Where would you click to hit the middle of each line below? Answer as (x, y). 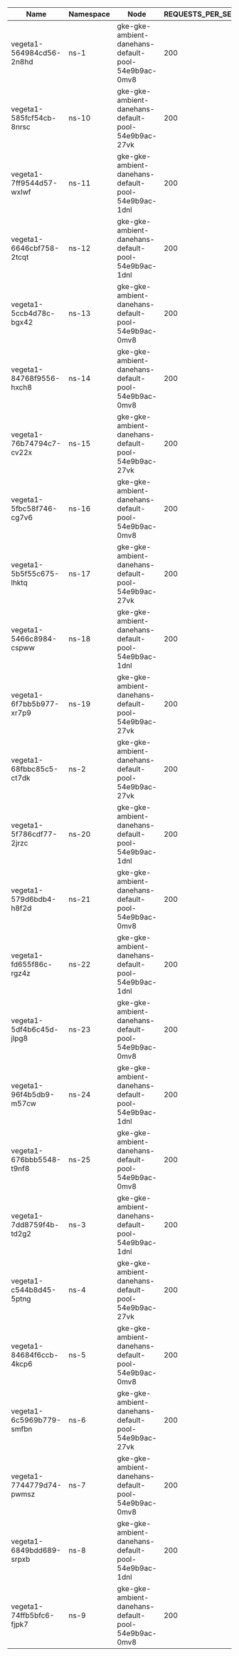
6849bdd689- (36, 1550)
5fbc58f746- (34, 508)
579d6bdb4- (34, 899)
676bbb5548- (36, 1160)
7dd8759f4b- (35, 1225)
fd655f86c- (32, 964)
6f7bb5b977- (35, 704)
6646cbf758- (35, 248)
